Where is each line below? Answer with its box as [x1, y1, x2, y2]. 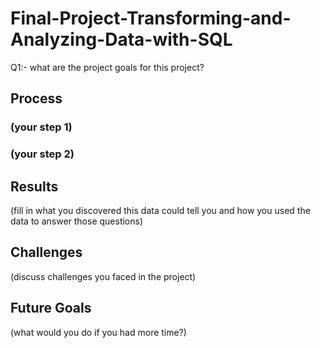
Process [10, 90, 63, 107]
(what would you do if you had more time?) [10, 326, 187, 338]
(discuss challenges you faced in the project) [10, 270, 197, 282]
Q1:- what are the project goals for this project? [10, 61, 205, 73]
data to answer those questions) [10, 215, 144, 227]
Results [10, 178, 59, 195]
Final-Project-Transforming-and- [10, 7, 292, 30]
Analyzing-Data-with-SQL [10, 28, 233, 51]
